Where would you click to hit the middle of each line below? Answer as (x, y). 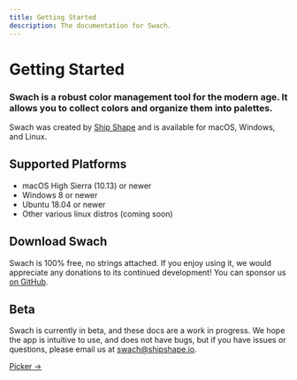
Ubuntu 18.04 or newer (64, 204)
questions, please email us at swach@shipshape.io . (103, 349)
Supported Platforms (68, 164)
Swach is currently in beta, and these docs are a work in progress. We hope (147, 331)
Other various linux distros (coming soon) (98, 214)
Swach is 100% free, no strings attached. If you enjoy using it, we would (141, 262)
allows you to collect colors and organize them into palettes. (141, 108)
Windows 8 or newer (60, 194)
